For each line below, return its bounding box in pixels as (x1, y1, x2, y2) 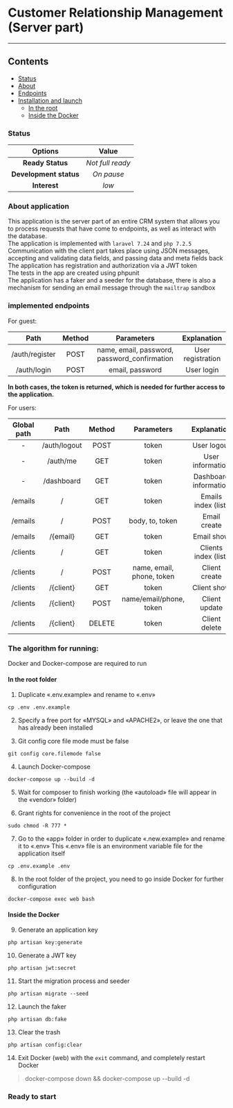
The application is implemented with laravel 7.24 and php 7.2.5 (8, 240, 192, 248)
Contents (8, 56, 49, 67)
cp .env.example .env (8, 863, 71, 870)
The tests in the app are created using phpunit (8, 269, 140, 277)
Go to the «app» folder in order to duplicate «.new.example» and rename (17, 834, 225, 843)
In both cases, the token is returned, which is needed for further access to (8, 383, 225, 391)
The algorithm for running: (8, 644, 99, 653)
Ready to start (8, 1092, 57, 1102)
